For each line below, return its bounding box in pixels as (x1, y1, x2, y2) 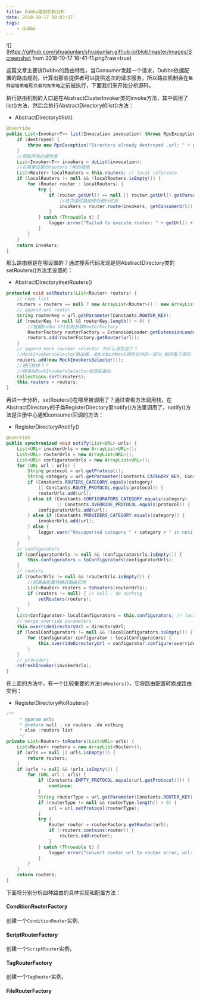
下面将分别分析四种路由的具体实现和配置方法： (6, 889, 121, 896)
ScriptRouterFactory (6, 931, 58, 938)
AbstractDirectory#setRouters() (14, 279, 92, 286)
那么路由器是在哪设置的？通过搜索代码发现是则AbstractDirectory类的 (6, 259, 175, 267)
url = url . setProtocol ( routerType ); (48, 805, 140, 811)
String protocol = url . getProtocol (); (27, 468, 124, 474)
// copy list (17, 296, 49, 302)
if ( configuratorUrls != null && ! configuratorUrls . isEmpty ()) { (17, 551, 183, 558)
